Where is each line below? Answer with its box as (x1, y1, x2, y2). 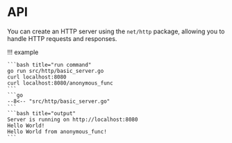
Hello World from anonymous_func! (7, 128, 108, 135)
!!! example (7, 48, 39, 56)
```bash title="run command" (7, 61, 92, 68)
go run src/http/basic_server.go (7, 67, 104, 74)
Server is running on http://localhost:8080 (7, 116, 138, 123)
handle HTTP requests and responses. (7, 34, 117, 42)
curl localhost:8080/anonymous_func (7, 79, 113, 87)
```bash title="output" (7, 110, 76, 117)
